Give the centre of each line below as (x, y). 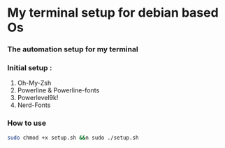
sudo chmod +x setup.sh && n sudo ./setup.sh (73, 138)
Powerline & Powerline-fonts (58, 90)
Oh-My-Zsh (34, 83)
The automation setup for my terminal (73, 49)
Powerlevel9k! (38, 98)
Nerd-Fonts (34, 105)
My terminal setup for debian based (113, 13)
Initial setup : (30, 68)
